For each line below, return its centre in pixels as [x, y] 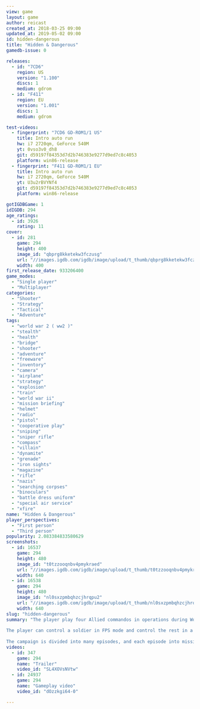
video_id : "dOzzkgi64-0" [48, 691]
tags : [13, 321]
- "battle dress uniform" [44, 498]
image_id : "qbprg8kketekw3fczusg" [60, 254]
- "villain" [26, 448]
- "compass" [26, 442]
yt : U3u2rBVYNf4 [37, 183]
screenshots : [22, 542]
